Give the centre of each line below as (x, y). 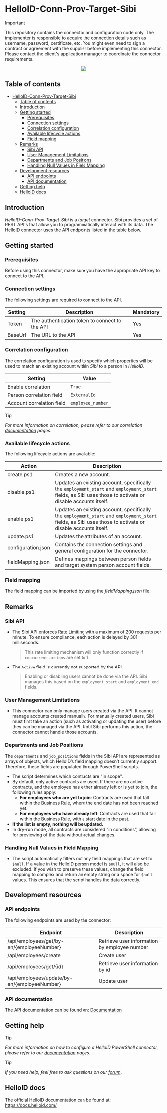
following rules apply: (34, 792)
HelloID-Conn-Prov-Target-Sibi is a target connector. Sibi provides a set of (82, 219)
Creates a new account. (83, 475)
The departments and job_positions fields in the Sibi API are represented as (83, 756)
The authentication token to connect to (76, 320)
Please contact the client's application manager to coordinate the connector (83, 54)
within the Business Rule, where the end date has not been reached (89, 803)
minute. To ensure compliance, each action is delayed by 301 (75, 637)
